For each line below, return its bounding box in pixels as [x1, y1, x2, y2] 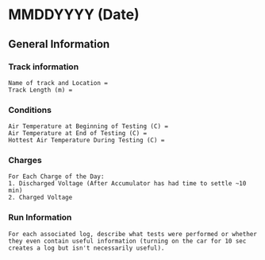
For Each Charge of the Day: [8, 173, 105, 180]
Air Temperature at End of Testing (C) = [8, 130, 148, 138]
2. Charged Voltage [8, 193, 73, 202]
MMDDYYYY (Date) [8, 6, 140, 24]
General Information [8, 37, 110, 51]
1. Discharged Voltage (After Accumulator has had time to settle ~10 [8, 180, 247, 188]
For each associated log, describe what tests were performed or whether [8, 230, 258, 238]
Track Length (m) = [8, 86, 73, 94]
